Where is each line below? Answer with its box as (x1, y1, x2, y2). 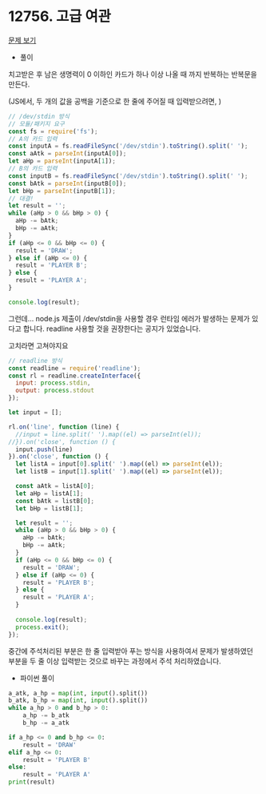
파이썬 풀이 (19, 673, 55, 683)
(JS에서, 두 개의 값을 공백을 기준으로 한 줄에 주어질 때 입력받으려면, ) (8, 96, 222, 106)
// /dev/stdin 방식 (8, 112, 70, 120)
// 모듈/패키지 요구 (8, 119, 66, 128)
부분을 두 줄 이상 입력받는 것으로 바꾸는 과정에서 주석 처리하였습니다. (8, 656, 221, 666)
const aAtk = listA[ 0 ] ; (15, 482, 94, 490)
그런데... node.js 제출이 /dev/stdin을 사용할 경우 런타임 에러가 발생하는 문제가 (8, 313, 250, 323)
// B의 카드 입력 (8, 165, 58, 173)
